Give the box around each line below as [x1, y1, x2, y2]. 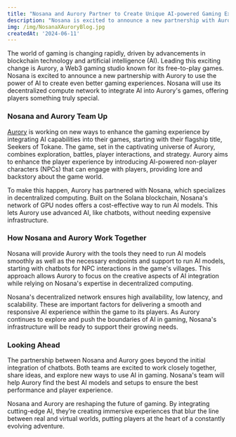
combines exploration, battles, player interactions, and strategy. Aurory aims [7, 150, 228, 158]
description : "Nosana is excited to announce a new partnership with [7, 17, 216, 24]
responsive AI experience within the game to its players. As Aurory [7, 307, 200, 316]
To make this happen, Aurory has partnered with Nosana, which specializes [7, 185, 226, 194]
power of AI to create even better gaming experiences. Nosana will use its [7, 79, 221, 88]
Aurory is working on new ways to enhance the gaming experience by [7, 127, 210, 136]
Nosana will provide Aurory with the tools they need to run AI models [7, 249, 206, 257]
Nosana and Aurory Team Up [7, 112, 108, 122]
